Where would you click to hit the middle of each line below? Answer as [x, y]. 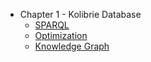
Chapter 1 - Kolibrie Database [80, 14]
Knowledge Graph [72, 46]
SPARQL [52, 25]
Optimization [61, 35]
